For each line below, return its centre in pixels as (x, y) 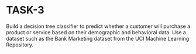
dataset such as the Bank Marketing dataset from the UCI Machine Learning (98, 38)
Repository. (20, 45)
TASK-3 (25, 10)
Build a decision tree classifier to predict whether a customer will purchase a (98, 26)
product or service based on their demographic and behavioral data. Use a (96, 32)
